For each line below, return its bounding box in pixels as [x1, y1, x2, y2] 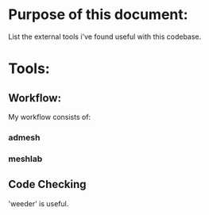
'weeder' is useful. [8, 198, 69, 208]
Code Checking [8, 178, 87, 191]
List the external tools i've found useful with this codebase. [8, 32, 202, 41]
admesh [8, 132, 41, 143]
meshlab [8, 153, 43, 164]
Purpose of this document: [8, 6, 188, 24]
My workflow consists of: [8, 112, 91, 121]
